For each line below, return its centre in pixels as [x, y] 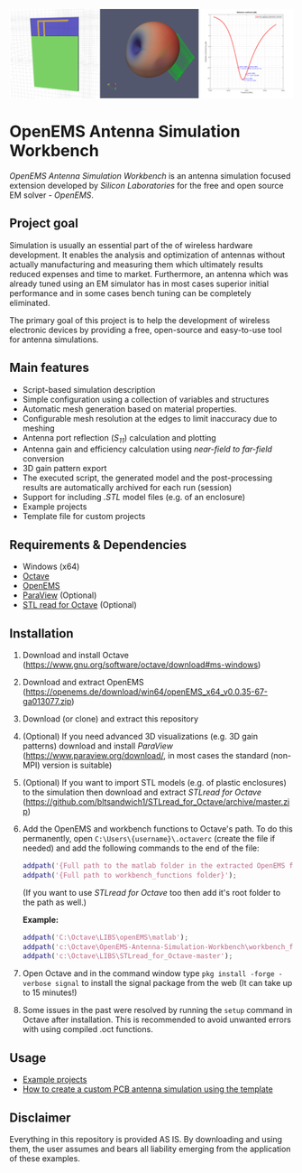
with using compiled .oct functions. [87, 1029]
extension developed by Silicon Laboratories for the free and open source [146, 185]
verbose [37, 984]
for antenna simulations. [54, 340]
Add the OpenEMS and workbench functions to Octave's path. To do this [157, 829]
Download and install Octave [75, 655]
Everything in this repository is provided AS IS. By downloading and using [146, 1139]
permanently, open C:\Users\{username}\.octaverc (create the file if [149, 838]
